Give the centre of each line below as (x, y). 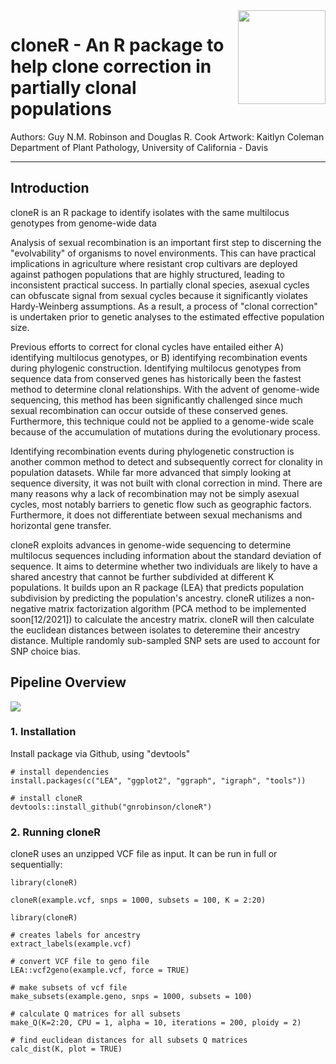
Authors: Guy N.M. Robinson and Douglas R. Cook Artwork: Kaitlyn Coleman (167, 136)
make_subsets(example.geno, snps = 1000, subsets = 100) (131, 997)
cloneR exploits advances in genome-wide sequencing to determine (151, 545)
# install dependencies (60, 772)
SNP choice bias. (45, 651)
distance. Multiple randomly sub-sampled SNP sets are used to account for (165, 640)
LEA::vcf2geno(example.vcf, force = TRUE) (100, 970)
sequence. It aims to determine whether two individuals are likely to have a (164, 566)
